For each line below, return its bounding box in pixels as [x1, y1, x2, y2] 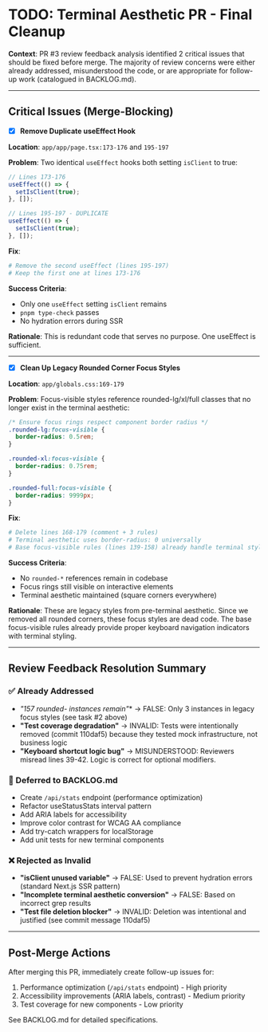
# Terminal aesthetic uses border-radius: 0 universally [8, 536, 202, 544]
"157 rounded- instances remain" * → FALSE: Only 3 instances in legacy [19, 703, 255, 713]
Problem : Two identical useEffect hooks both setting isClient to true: [8, 157, 238, 167]
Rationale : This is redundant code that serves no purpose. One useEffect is [8, 331, 257, 341]
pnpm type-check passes [19, 307, 100, 317]
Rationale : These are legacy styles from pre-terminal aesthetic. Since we [8, 606, 249, 615]
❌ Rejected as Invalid [8, 855, 92, 866]
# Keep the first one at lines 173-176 [8, 269, 141, 277]
